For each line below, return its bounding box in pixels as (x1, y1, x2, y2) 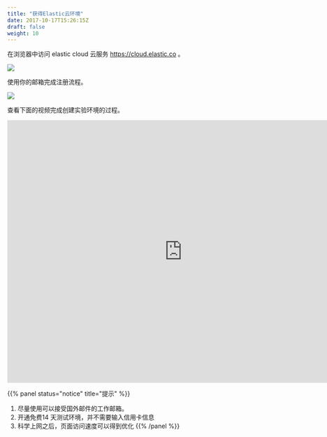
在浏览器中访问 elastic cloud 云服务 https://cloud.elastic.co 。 (7, 50, 184, 58)
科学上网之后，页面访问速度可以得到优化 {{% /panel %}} (17, 422, 180, 431)
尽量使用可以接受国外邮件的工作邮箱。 (17, 404, 128, 413)
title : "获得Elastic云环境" (7, 10, 84, 18)
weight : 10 (7, 29, 39, 37)
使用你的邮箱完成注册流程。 (7, 78, 87, 86)
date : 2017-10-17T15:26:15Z (7, 17, 89, 24)
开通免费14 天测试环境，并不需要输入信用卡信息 (17, 413, 155, 422)
